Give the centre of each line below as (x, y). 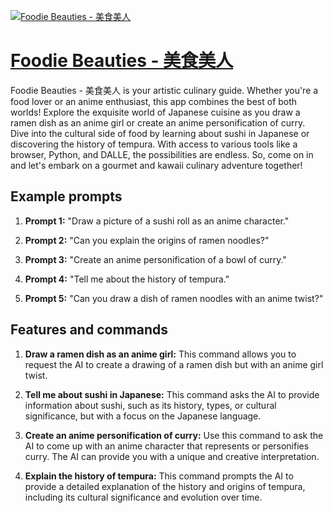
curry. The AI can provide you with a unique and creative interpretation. (172, 456)
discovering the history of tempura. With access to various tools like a (154, 144)
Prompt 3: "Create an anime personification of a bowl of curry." (155, 259)
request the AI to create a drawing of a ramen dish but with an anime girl (174, 364)
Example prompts (66, 196)
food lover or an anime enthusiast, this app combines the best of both (154, 101)
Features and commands (89, 330)
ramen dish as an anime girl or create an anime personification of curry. (158, 122)
